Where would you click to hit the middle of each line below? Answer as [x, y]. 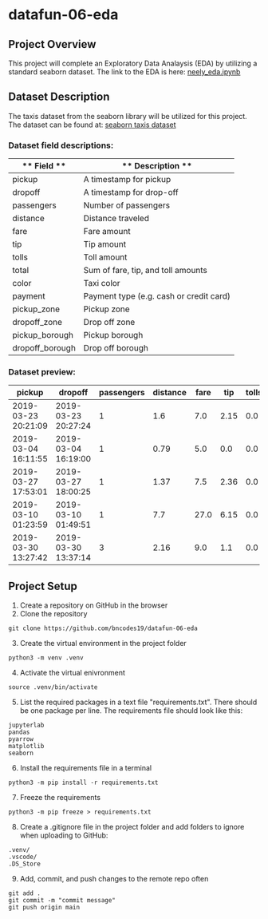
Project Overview [52, 44]
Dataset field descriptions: [61, 145]
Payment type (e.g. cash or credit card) [157, 296]
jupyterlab [26, 725]
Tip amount [104, 244]
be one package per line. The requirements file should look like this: [131, 711]
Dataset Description [59, 97]
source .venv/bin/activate [53, 687]
